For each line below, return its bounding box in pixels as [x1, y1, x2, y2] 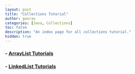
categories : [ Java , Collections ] [5, 20, 73, 26]
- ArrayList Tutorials [5, 50, 53, 57]
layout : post [5, 7, 32, 12]
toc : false [5, 25, 27, 30]
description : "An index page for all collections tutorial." [5, 30, 132, 34]
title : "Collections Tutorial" [5, 12, 68, 16]
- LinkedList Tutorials [5, 63, 56, 70]
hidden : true [5, 34, 32, 39]
